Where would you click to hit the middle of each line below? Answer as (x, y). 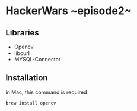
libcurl (22, 53)
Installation (27, 78)
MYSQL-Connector (37, 59)
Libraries (22, 33)
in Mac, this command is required (46, 92)
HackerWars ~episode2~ (68, 11)
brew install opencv (31, 103)
